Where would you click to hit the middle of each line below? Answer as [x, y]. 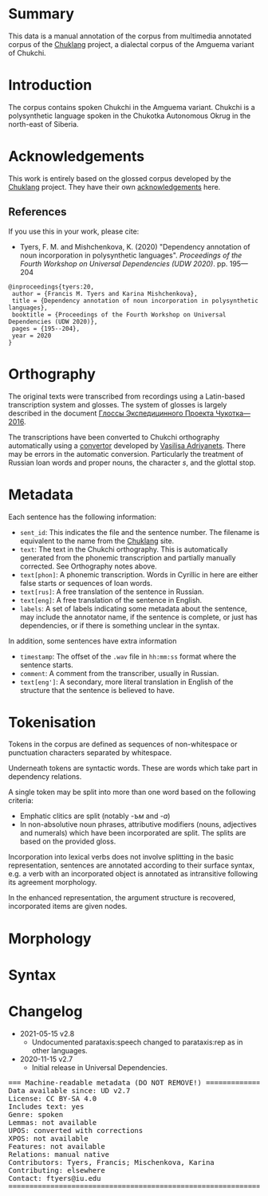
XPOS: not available [49, 1138]
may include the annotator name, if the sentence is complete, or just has [138, 617]
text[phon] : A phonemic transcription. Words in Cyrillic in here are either [139, 574]
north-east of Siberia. [43, 124]
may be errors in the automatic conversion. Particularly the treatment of [126, 454]
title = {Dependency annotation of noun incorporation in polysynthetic [135, 301]
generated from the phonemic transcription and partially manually [128, 557]
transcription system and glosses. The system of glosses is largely [118, 404]
